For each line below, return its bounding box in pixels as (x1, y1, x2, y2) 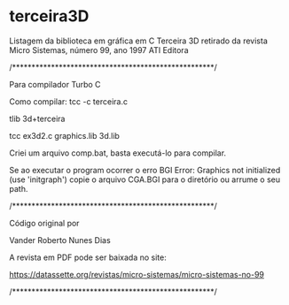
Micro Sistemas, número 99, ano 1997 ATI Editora (9, 44, 189, 55)
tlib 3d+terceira (9, 113, 66, 124)
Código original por (9, 217, 80, 228)
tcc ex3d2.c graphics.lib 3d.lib (9, 130, 120, 141)
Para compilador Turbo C (9, 79, 101, 89)
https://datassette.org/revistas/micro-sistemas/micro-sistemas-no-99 (9, 269, 264, 279)
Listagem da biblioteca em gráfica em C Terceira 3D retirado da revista (9, 35, 269, 46)
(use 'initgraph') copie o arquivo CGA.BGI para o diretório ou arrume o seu (9, 174, 281, 185)
